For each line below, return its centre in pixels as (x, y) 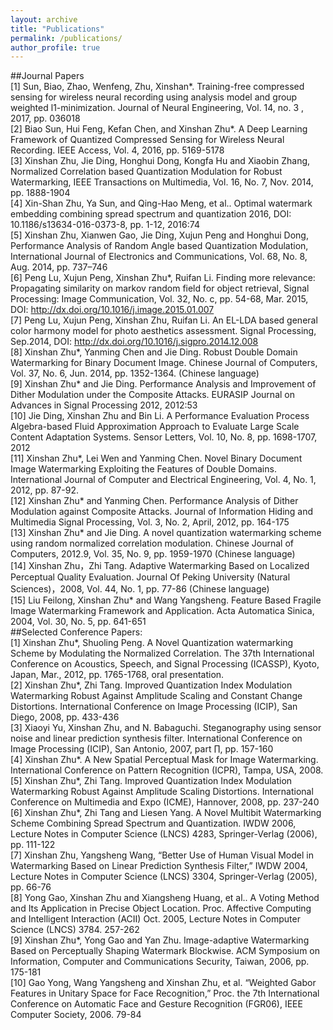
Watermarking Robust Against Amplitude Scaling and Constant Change (156, 696)
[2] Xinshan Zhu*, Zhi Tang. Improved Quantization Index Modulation (151, 685)
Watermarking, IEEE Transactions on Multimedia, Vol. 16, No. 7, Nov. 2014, (162, 182)
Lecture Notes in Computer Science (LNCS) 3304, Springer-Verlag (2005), (164, 877)
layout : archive (44, 19)
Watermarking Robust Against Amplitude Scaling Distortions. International (162, 792)
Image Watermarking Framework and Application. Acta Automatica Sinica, (162, 611)
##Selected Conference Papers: (76, 632)
